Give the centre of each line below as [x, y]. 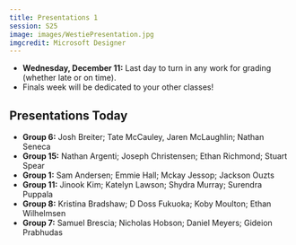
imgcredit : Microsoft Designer [68, 43]
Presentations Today [69, 115]
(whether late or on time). [69, 78]
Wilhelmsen [44, 214]
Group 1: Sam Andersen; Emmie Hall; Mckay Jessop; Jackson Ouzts [148, 175]
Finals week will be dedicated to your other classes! [118, 87]
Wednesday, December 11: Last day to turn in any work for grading [147, 68]
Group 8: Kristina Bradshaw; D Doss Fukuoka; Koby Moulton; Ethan [147, 204]
